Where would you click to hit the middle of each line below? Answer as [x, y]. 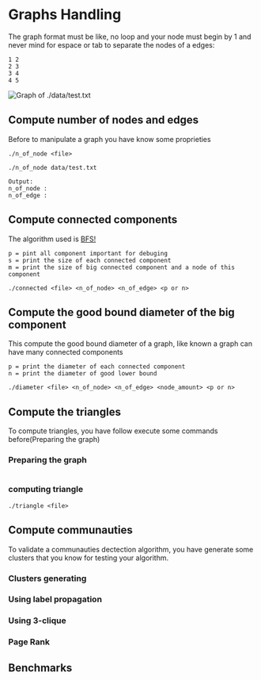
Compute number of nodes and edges [104, 120]
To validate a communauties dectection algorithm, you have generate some [131, 549]
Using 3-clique [37, 620]
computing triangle [46, 490]
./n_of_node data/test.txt [53, 167]
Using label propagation [55, 599]
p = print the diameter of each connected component [97, 367]
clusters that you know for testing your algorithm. [88, 558]
